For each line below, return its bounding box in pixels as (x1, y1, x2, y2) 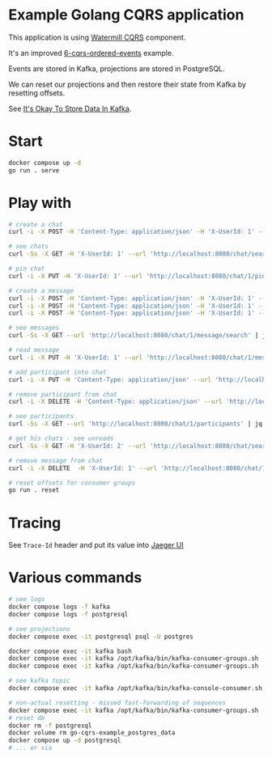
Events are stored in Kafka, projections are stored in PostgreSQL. (8, 63, 225, 74)
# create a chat (8, 220, 63, 228)
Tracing (8, 514, 62, 531)
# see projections (8, 625, 70, 633)
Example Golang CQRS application (8, 6, 244, 24)
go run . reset (8, 486, 60, 494)
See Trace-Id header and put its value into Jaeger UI (8, 540, 185, 550)
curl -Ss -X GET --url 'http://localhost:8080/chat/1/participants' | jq (8, 420, 263, 428)
